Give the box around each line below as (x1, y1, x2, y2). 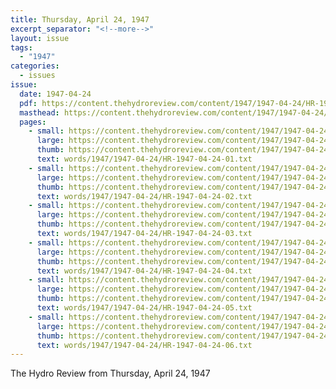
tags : (10, 42, 33, 53)
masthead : (19, 107, 60, 118)
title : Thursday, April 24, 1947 (10, 14, 150, 25)
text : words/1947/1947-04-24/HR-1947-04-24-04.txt (36, 266, 253, 276)
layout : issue (10, 33, 70, 43)
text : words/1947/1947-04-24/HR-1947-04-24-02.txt (36, 191, 253, 201)
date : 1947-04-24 (19, 89, 92, 99)
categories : (10, 61, 60, 71)
